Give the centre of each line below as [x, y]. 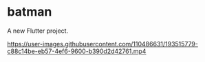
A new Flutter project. [38, 31]
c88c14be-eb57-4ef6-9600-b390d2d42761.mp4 [77, 51]
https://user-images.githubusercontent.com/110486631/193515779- [102, 44]
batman [30, 12]
